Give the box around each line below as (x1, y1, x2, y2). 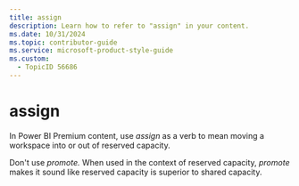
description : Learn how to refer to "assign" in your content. (9, 21, 250, 30)
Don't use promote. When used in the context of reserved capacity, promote (9, 157, 290, 167)
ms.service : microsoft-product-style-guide (9, 46, 174, 55)
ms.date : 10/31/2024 (9, 29, 87, 38)
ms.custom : (9, 54, 50, 63)
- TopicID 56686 (17, 63, 78, 72)
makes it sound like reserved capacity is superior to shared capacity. (9, 166, 262, 177)
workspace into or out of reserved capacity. (9, 140, 171, 150)
